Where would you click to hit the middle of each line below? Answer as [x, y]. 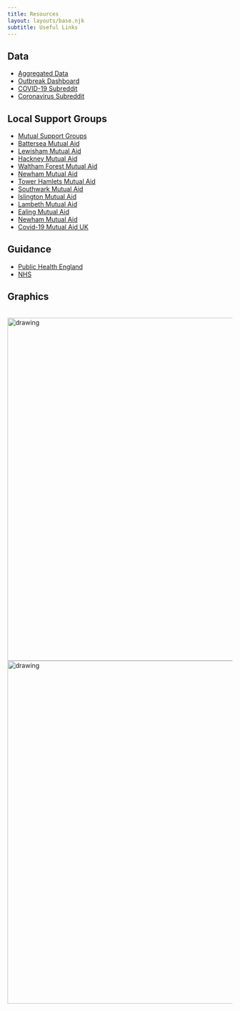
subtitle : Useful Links [43, 27]
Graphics [28, 297]
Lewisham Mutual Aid [49, 151]
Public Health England [50, 267]
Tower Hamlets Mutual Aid [56, 181]
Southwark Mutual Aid [50, 189]
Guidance [29, 250]
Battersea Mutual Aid [49, 143]
